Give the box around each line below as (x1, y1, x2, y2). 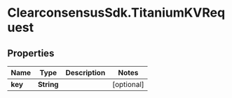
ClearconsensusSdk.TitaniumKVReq (7, 5, 226, 21)
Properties (7, 47, 55, 59)
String (37, 80, 59, 89)
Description (65, 68, 106, 77)
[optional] (111, 80, 145, 89)
